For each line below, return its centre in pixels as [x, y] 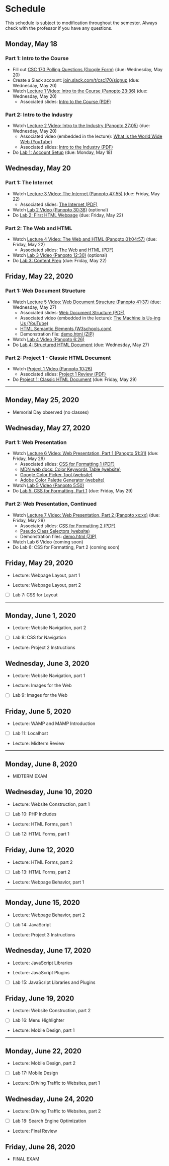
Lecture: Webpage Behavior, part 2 [49, 915]
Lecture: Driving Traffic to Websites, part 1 [56, 1083]
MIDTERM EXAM [30, 776]
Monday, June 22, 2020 [44, 1051]
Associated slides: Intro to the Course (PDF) [65, 101]
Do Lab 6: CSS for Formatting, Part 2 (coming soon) [66, 547]
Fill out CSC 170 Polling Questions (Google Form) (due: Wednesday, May [88, 69]
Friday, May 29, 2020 [39, 563]
